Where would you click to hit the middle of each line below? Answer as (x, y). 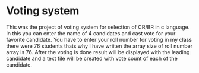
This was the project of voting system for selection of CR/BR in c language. (98, 27)
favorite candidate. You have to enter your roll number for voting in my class (99, 39)
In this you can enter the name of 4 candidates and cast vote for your (91, 33)
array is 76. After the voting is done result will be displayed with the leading (98, 52)
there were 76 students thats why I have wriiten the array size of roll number (99, 46)
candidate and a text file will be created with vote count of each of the (92, 58)
